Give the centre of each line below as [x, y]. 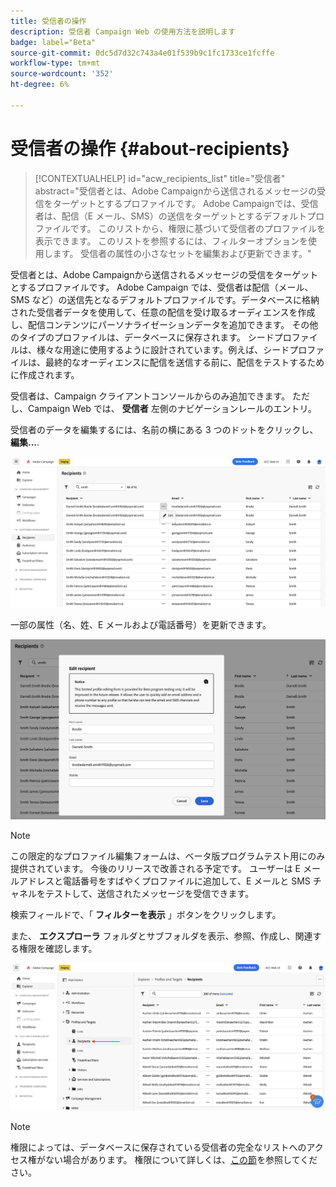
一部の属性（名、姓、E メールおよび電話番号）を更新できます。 [141, 624]
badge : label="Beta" [53, 42]
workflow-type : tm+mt [55, 63]
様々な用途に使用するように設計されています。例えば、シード [163, 349]
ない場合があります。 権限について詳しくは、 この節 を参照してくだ [181, 1159]
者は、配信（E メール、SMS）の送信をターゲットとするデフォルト [171, 216]
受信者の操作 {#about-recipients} [150, 148]
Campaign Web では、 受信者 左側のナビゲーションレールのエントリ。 [172, 408]
